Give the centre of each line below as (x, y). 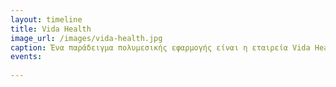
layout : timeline (46, 19)
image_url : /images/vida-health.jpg (86, 38)
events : (26, 57)
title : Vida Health (51, 29)
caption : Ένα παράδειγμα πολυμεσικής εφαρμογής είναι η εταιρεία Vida (160, 47)
